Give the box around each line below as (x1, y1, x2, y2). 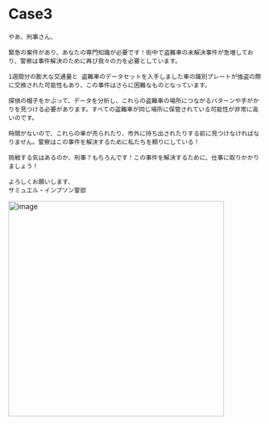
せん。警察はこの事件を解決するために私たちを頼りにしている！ (19, 138, 200, 146)
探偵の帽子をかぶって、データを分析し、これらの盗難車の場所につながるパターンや (8, 97, 242, 105)
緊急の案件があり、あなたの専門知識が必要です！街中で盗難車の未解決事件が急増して (8, 48, 248, 56)
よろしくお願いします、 (8, 178, 74, 186)
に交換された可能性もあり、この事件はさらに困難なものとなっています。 (8, 81, 211, 89)
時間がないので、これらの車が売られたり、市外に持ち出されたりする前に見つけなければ (8, 130, 254, 138)
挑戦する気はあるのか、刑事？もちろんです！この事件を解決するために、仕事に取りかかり (8, 154, 260, 162)
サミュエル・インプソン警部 (8, 186, 87, 194)
